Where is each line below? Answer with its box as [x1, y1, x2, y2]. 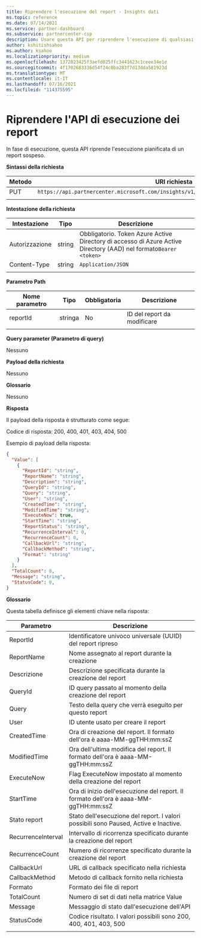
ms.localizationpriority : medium [6, 53, 90, 59]
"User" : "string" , [22, 495, 68, 501]
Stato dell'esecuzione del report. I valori [68, 811, 181, 820]
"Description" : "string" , [22, 479, 87, 485]
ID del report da [126, 309, 171, 318]
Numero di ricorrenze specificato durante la [68, 846, 191, 855]
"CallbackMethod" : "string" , [22, 546, 95, 552]
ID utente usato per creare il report [68, 718, 166, 726]
